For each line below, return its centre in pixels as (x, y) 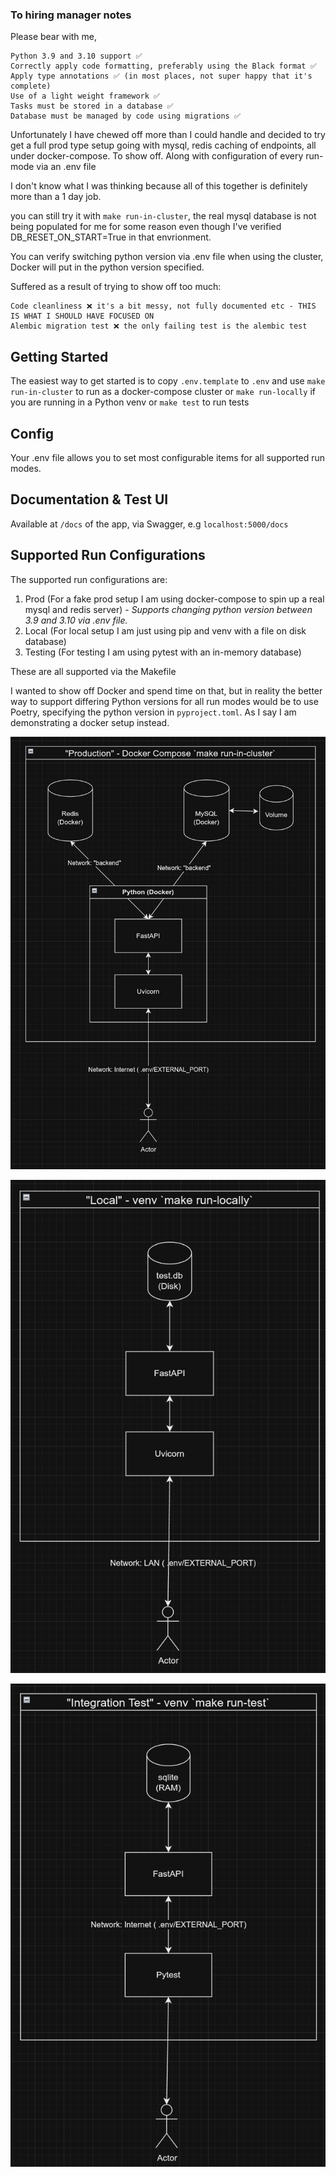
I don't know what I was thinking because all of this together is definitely (159, 186)
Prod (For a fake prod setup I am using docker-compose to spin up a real (174, 599)
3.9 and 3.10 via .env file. (76, 620)
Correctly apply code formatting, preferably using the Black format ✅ (163, 66)
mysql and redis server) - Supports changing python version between (168, 609)
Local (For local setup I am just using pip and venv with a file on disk (165, 630)
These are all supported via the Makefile (93, 671)
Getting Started (59, 356)
